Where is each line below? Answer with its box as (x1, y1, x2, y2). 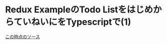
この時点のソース (5, 34, 40, 40)
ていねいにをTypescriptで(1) (13, 16, 131, 28)
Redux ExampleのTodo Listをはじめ (5, 4, 154, 15)
